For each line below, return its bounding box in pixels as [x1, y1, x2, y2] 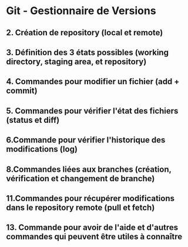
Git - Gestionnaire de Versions [6, 4, 157, 18]
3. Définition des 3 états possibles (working [6, 47, 169, 57]
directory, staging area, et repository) [6, 56, 147, 66]
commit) [6, 86, 38, 96]
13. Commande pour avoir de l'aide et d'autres [6, 222, 179, 233]
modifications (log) [6, 144, 78, 154]
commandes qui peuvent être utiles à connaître [6, 232, 183, 242]
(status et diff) [6, 115, 60, 125]
